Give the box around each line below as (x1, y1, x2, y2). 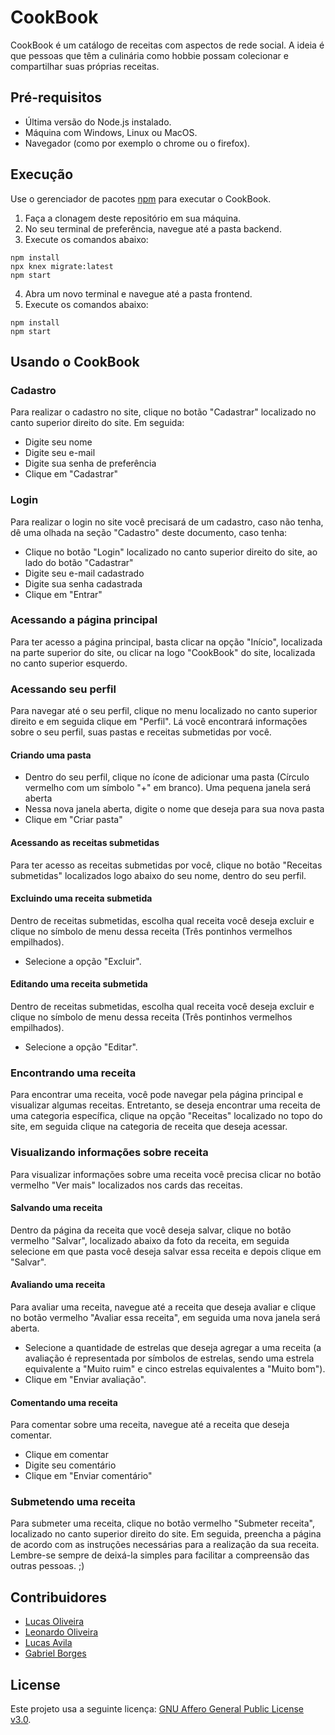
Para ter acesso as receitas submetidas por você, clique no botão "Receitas (10, 859, 323, 871)
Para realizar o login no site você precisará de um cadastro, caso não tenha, (10, 516, 324, 528)
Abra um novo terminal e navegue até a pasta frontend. (24, 287, 253, 300)
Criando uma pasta (10, 749, 92, 761)
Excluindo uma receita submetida (10, 892, 153, 905)
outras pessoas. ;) (10, 1560, 85, 1572)
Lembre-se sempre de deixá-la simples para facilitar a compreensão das (10, 1549, 310, 1561)
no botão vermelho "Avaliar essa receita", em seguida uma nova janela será (10, 1311, 321, 1323)
